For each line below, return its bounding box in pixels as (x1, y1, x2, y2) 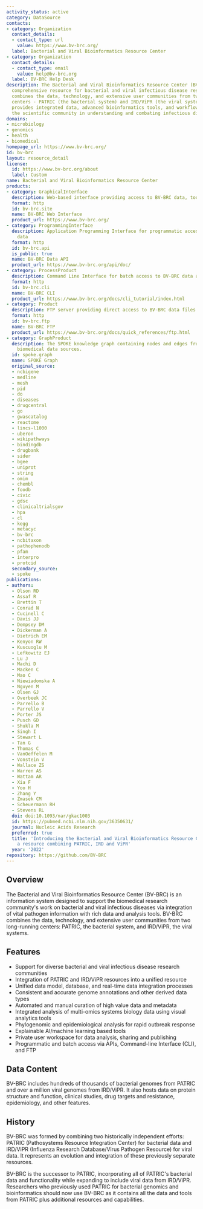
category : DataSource (6, 15, 61, 21)
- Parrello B (11, 700, 45, 706)
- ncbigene (11, 368, 39, 375)
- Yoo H (11, 784, 31, 791)
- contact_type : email (11, 65, 69, 71)
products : (6, 183, 31, 189)
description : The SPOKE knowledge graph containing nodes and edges (11, 341, 188, 347)
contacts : (6, 20, 31, 26)
